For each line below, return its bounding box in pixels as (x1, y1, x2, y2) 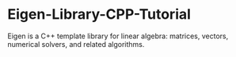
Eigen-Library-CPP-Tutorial (7, 5, 192, 23)
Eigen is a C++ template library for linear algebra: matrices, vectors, (7, 31, 229, 41)
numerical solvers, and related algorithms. (7, 39, 145, 48)
